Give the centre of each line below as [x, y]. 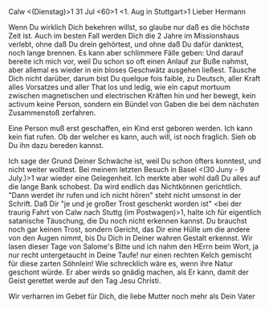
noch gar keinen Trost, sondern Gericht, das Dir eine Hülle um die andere [129, 229]
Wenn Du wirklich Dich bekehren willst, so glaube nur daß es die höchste [129, 27]
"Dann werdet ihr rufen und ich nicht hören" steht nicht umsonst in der [125, 195]
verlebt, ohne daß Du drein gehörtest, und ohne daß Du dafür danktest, [126, 44]
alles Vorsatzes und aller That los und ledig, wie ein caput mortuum [120, 87]
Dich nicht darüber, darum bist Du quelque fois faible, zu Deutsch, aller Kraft [134, 78]
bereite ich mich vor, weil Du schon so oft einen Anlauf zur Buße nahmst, [128, 61]
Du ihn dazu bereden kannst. [56, 145]
